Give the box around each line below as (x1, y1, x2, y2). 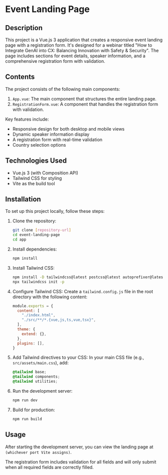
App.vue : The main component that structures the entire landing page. (12, 95, 157, 101)
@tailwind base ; (12, 370, 47, 375)
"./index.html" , (22, 313, 56, 318)
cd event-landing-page (12, 232, 60, 237)
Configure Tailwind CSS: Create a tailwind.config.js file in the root (12, 288, 153, 294)
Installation (5, 195, 41, 204)
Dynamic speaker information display (12, 131, 90, 137)
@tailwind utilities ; (12, 379, 58, 384)
